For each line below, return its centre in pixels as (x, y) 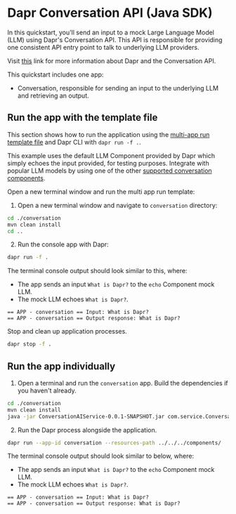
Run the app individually (61, 366)
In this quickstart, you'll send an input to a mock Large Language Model (111, 32)
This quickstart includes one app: (55, 74)
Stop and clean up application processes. (67, 331)
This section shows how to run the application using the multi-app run (109, 134)
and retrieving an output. (53, 95)
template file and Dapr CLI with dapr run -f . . (74, 142)
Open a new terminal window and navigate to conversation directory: (117, 205)
